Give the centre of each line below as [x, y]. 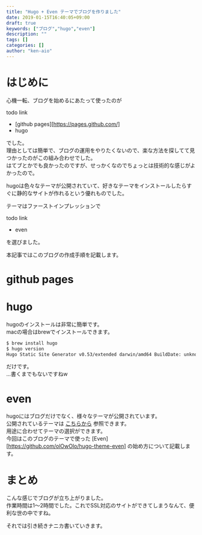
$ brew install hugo [32, 343]
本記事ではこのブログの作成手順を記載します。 [64, 255]
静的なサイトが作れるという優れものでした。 [72, 193]
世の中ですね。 [35, 513]
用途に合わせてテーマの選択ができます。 [56, 431]
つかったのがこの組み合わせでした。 [51, 157]
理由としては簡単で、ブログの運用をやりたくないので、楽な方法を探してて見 [101, 150]
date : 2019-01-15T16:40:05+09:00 [48, 17]
